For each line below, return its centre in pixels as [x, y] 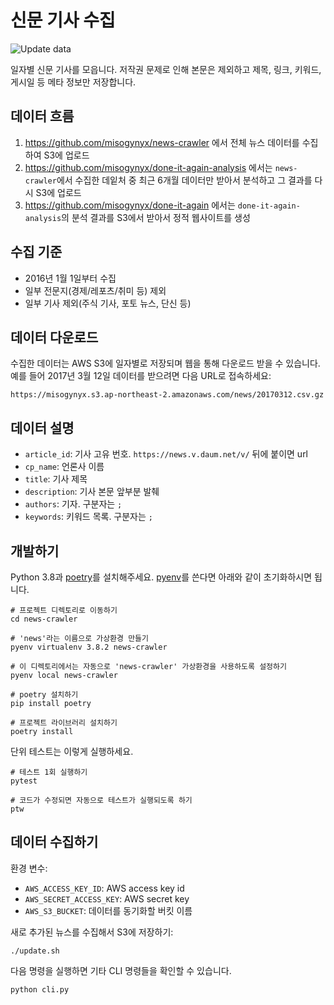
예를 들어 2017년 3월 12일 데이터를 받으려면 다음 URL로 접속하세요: [141, 376]
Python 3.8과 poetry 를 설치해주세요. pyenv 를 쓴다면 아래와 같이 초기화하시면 [161, 577]
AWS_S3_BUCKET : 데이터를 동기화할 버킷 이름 [108, 910]
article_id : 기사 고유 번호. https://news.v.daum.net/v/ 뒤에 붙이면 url [166, 454]
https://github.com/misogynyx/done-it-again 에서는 [130, 205]
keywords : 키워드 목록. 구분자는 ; [88, 517]
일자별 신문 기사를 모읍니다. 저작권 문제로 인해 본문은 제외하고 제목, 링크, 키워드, [166, 69]
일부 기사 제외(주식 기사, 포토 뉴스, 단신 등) [108, 303]
